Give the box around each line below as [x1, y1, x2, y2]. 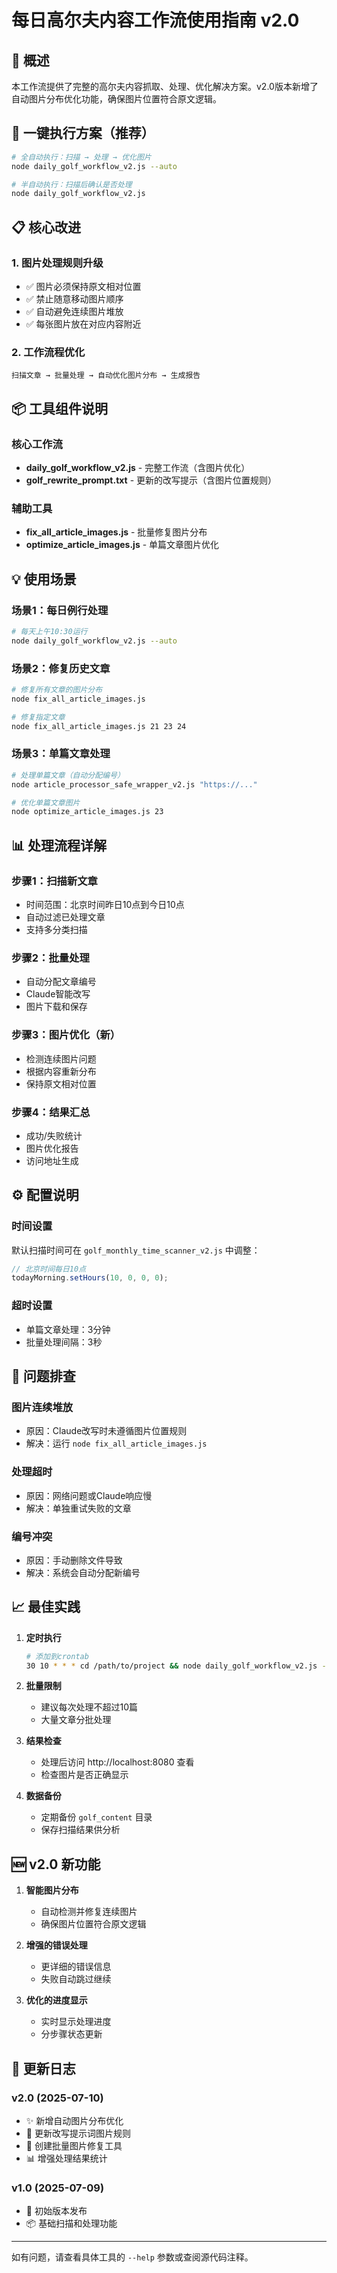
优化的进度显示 [25, 1994, 88, 2006]
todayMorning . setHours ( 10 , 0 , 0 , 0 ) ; [11, 1273, 169, 1283]
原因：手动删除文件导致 [25, 1554, 123, 1566]
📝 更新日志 [11, 2060, 76, 2077]
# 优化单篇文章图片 [11, 797, 81, 808]
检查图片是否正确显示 [40, 1769, 129, 1781]
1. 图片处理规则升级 [11, 256, 104, 270]
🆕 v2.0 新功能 [11, 1856, 101, 1873]
